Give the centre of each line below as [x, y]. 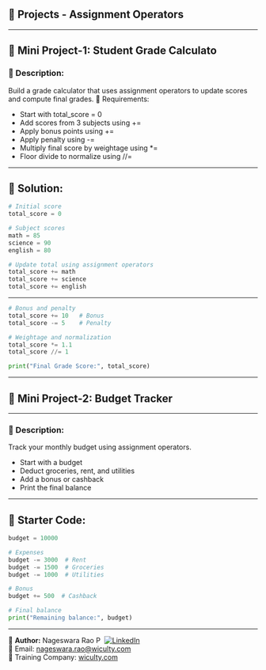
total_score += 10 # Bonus [56, 316]
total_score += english [47, 287]
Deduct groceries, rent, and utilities [77, 471]
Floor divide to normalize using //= [76, 156]
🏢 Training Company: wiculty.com [63, 657]
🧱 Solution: [36, 188]
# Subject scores [37, 229]
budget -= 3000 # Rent [47, 560]
